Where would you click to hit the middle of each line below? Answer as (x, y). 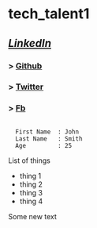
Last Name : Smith (49, 139)
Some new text (33, 216)
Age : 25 (44, 145)
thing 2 (31, 184)
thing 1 (30, 176)
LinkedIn (30, 43)
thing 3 (31, 192)
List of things (30, 160)
